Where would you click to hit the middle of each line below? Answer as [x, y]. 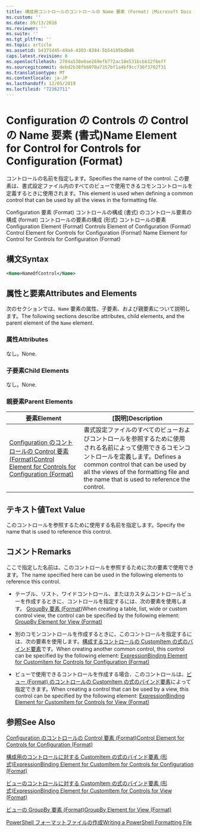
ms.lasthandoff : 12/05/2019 [41, 84]
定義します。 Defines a [150, 457]
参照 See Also [31, 722]
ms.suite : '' [22, 34]
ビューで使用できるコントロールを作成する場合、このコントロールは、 [101, 674]
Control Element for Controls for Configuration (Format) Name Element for [97, 232]
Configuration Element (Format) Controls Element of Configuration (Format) [99, 226]
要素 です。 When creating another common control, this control [107, 649]
